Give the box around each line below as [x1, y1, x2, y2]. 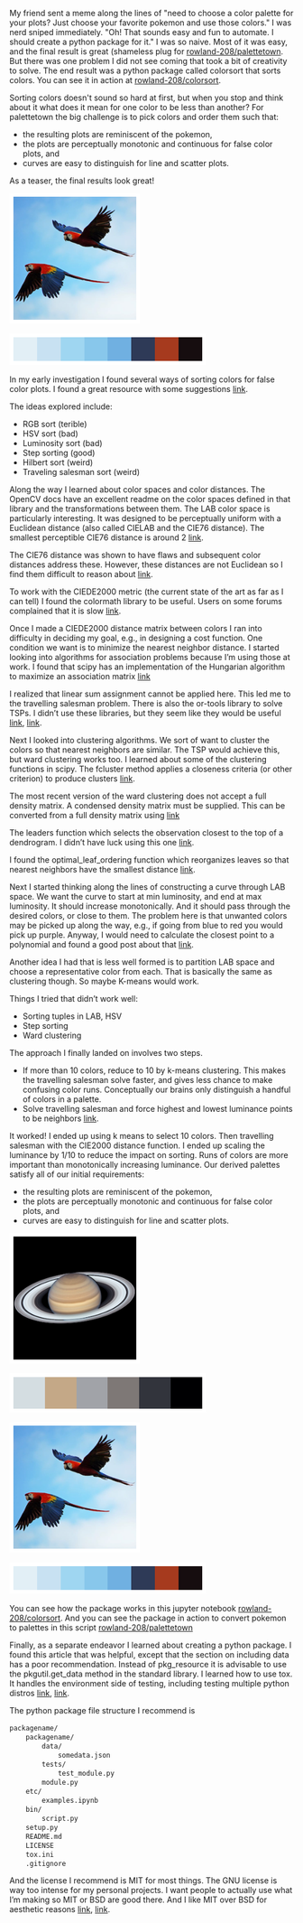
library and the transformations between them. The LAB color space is [9, 503, 271, 514]
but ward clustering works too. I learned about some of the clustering [9, 754, 268, 764]
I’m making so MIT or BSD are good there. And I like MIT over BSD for [9, 1894, 268, 1905]
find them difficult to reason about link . [9, 569, 153, 579]
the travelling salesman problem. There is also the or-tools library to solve [9, 698, 283, 708]
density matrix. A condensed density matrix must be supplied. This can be [9, 800, 286, 811]
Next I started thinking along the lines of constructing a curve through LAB [9, 882, 286, 892]
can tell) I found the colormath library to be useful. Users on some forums [9, 596, 282, 606]
